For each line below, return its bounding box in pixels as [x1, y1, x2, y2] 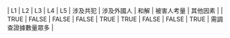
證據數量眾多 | [12, 24, 54, 31]
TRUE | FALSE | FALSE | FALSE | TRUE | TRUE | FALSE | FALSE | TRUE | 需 [7, 15, 218, 23]
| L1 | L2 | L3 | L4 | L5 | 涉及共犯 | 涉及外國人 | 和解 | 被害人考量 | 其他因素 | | [7, 7, 223, 14]
